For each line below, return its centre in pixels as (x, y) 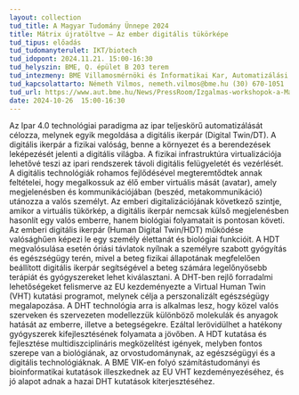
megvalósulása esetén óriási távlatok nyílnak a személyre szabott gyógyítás (148, 249)
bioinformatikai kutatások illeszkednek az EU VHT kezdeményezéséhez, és (147, 372)
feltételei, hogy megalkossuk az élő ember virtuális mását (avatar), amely (143, 183)
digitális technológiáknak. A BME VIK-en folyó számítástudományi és (135, 363)
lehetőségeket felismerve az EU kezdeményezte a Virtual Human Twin (137, 287)
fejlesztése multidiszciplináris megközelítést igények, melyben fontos (136, 343)
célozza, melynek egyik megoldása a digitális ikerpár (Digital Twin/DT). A (143, 136)
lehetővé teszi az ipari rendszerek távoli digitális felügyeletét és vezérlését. (146, 164)
